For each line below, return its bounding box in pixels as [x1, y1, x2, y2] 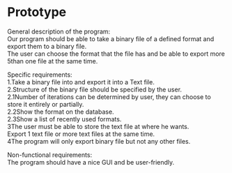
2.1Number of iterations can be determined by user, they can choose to [7, 92, 211, 101]
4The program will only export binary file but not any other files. [7, 137, 191, 145]
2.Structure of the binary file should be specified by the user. [7, 85, 183, 93]
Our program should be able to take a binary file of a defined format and [7, 34, 215, 43]
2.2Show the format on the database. [7, 107, 114, 116]
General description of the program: [7, 27, 111, 36]
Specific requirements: [7, 70, 72, 79]
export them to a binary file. [7, 42, 87, 50]
